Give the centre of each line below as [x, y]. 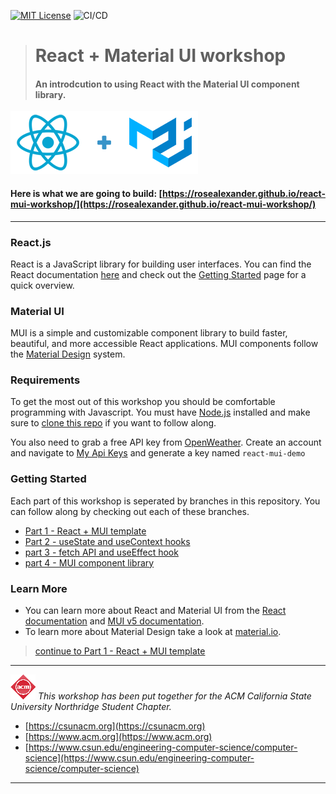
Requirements [45, 380]
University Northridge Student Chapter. [91, 707]
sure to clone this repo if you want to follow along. [113, 423]
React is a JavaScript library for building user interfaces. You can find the [161, 264]
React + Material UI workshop [160, 56]
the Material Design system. [68, 354]
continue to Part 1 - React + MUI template [120, 651]
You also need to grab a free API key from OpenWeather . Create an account [166, 442]
